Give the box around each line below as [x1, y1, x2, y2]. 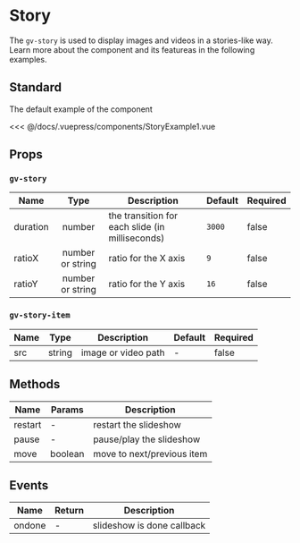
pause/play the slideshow [93, 433, 201, 445]
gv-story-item [9, 310, 71, 320]
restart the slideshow [93, 418, 181, 430]
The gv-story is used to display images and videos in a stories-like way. [9, 35, 274, 46]
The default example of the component [9, 104, 154, 115]
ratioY [13, 278, 38, 291]
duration [13, 221, 49, 233]
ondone [13, 520, 46, 532]
